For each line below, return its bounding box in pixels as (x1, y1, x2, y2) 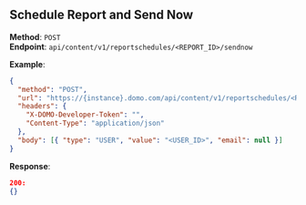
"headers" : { (17, 102, 67, 111)
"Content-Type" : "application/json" (25, 118, 166, 128)
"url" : (17, 93, 43, 103)
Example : (9, 58, 46, 69)
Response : (9, 160, 51, 171)
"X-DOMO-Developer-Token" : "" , (25, 110, 145, 119)
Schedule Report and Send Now (9, 7, 194, 23)
